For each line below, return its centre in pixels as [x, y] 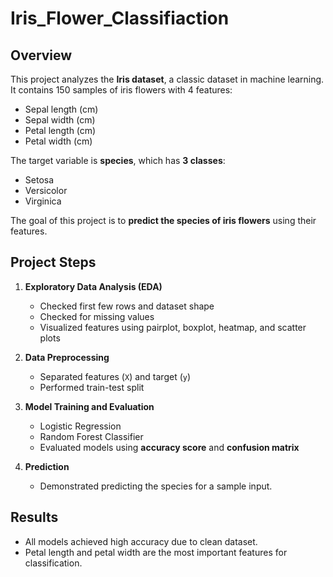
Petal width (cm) [58, 141]
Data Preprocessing [67, 357]
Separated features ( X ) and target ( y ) [115, 376]
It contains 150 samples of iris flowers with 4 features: [121, 90]
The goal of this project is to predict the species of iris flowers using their [163, 220]
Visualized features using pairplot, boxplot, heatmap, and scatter [173, 327]
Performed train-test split [92, 387]
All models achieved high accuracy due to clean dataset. [141, 541]
